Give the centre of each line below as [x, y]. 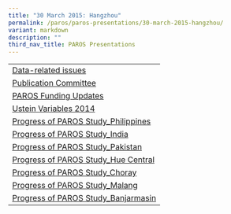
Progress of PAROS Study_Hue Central [84, 160]
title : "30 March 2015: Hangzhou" [65, 15]
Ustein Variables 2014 [54, 109]
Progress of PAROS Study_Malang [75, 186]
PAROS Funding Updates [58, 96]
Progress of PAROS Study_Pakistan [77, 147]
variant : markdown [38, 30]
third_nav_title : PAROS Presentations [72, 45]
